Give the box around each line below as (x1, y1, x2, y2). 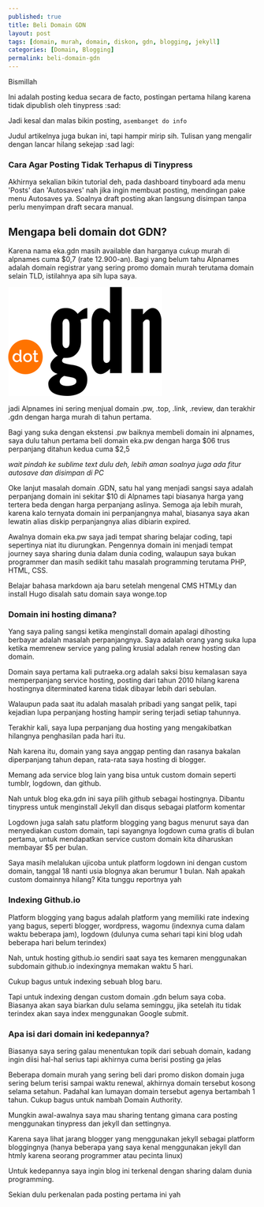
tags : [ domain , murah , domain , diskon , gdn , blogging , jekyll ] (8, 38, 221, 46)
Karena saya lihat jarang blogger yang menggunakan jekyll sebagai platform (8, 1134, 255, 1143)
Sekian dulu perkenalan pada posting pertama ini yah (8, 1190, 181, 1199)
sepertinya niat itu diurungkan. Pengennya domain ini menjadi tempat (8, 540, 233, 550)
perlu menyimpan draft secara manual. (8, 202, 134, 212)
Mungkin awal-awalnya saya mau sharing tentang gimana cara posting (8, 1111, 238, 1119)
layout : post (8, 29, 51, 37)
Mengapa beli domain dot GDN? (8, 225, 167, 238)
